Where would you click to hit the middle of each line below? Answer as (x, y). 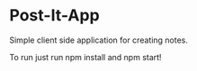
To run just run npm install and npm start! (85, 57)
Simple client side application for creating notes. (99, 40)
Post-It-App (55, 16)
